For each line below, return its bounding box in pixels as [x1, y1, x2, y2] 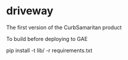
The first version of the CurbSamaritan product [6, 24, 122, 31]
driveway [6, 4, 54, 18]
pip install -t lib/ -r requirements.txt [6, 46, 93, 54]
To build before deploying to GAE [6, 35, 88, 42]
